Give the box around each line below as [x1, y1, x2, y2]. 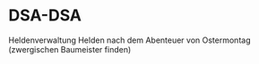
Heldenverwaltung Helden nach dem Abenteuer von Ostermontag [8, 35, 251, 45]
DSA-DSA [8, 5, 82, 26]
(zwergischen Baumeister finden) [8, 44, 132, 54]
